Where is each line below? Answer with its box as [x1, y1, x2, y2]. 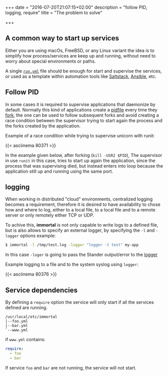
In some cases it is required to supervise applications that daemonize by [5, 101, 155, 108]
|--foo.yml [5, 319, 28, 324]
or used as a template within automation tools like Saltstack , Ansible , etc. [5, 73, 157, 79]
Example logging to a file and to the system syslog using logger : [5, 261, 139, 267]
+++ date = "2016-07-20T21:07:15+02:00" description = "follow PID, [5, 5, 148, 10]
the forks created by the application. [5, 123, 81, 129]
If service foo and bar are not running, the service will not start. [5, 364, 137, 370]
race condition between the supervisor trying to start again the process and [5, 117, 163, 123]
